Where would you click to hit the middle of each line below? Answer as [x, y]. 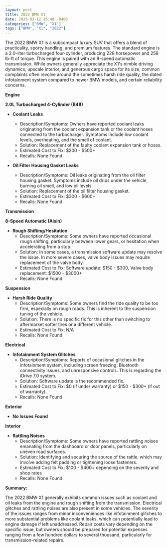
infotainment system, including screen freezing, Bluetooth [79, 365]
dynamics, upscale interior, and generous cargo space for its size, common [83, 69]
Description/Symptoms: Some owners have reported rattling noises [89, 441]
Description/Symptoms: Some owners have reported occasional [85, 236]
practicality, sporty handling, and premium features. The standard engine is [83, 48]
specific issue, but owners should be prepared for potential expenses [77, 529]
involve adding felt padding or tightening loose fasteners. [79, 462]
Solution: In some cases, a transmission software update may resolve [91, 252]
